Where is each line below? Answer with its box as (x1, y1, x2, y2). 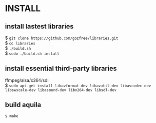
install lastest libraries (5, 22, 74, 31)
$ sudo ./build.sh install (5, 50, 59, 56)
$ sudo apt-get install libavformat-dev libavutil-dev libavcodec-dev (5, 82, 151, 88)
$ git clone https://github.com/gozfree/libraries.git (5, 35, 118, 41)
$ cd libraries (5, 40, 36, 46)
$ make (5, 113, 19, 119)
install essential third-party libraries (5, 64, 117, 73)
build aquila (5, 101, 41, 109)
